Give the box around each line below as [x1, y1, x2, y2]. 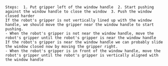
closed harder [5, 13, 35, 18]
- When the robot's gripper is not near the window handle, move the [5, 31, 154, 36]
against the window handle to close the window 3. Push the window [5, 9, 152, 14]
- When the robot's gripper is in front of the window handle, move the [5, 48, 161, 53]
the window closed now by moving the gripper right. [5, 44, 118, 49]
